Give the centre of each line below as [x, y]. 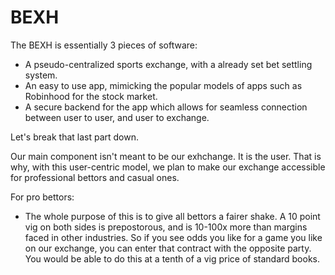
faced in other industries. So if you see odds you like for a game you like [173, 237]
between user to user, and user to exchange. [117, 117]
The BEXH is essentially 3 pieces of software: [104, 45]
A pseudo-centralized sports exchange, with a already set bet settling [168, 64]
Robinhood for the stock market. [91, 96]
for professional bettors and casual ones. [95, 177]
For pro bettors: [42, 197]
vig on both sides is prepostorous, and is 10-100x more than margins [166, 227]
